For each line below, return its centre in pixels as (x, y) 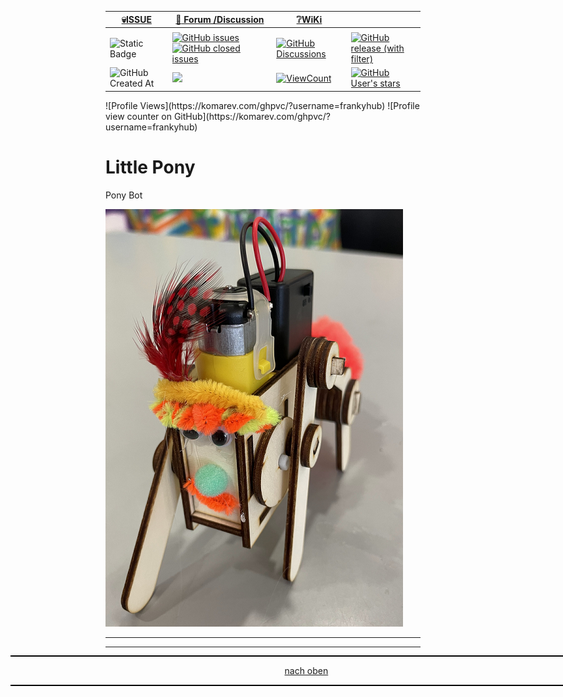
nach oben (306, 670)
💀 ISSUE (136, 19)
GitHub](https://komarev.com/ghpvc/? (252, 116)
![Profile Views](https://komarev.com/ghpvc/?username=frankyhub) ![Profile (262, 105)
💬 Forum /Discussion (220, 19)
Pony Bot (124, 195)
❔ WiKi (309, 19)
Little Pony (150, 167)
